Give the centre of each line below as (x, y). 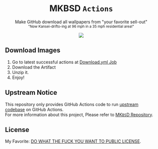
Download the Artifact (34, 67)
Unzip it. (20, 72)
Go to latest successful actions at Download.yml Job (64, 62)
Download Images (33, 51)
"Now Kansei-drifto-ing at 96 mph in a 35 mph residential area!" (81, 26)
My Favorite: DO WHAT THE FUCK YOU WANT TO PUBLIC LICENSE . (73, 141)
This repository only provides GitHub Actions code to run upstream (72, 104)
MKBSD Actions (81, 8)
